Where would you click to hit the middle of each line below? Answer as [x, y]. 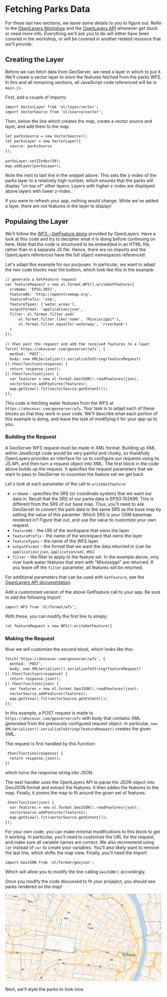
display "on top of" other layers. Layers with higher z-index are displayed [80, 185]
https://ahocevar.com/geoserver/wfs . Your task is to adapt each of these [80, 408]
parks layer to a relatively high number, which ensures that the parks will [79, 181]
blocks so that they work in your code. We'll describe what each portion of [82, 413]
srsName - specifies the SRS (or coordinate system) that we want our [82, 493]
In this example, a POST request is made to [49, 713]
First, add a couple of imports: [36, 97]
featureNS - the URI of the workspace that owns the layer [71, 530]
